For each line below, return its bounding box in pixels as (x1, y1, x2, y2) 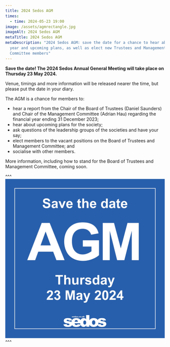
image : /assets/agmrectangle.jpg (5, 24, 76, 29)
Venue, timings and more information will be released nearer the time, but (5, 80, 158, 86)
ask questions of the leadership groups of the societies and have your (12, 127, 158, 133)
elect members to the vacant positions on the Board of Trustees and (12, 137, 155, 143)
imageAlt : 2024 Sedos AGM (5, 29, 60, 35)
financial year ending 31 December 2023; (12, 116, 99, 122)
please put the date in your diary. (5, 86, 74, 92)
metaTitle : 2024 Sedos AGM (5, 35, 62, 40)
